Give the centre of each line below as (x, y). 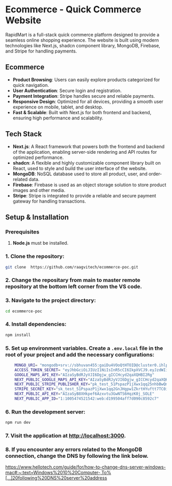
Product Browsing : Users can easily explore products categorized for (86, 79)
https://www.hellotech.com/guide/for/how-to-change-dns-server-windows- (86, 467)
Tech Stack (24, 134)
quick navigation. (31, 85)
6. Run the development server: (45, 411)
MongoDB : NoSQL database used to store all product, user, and (80, 174)
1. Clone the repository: (35, 257)
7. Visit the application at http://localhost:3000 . (66, 436)
